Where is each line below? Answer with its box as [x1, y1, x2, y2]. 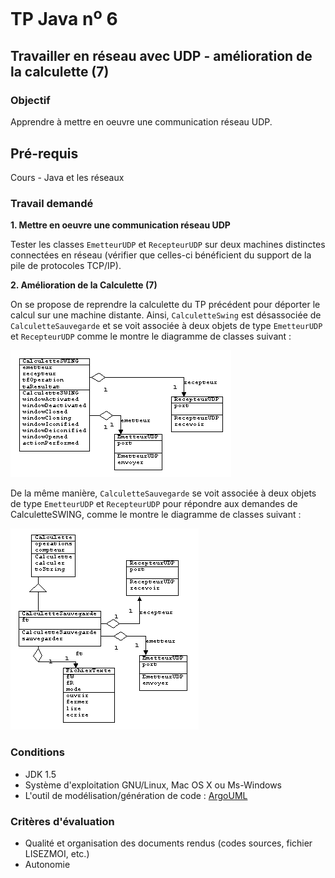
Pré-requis [10, 145, 79, 162]
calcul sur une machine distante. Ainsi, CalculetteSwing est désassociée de [10, 309, 322, 321]
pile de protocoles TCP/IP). [10, 260, 122, 272]
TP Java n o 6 [10, 4, 118, 31]
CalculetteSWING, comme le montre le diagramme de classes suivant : [10, 509, 302, 521]
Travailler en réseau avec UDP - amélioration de [10, 47, 313, 64]
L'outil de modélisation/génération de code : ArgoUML [24, 789, 248, 801]
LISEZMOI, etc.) [24, 847, 90, 859]
